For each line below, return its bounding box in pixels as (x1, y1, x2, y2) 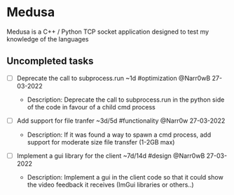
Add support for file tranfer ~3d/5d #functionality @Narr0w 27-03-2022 (16, 116, 226, 125)
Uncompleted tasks (6, 55, 94, 67)
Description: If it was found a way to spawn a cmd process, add (27, 130, 212, 139)
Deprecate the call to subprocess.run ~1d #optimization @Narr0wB (16, 74, 211, 82)
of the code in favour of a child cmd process (27, 102, 156, 111)
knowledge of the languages (6, 34, 89, 43)
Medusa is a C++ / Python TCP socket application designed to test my (6, 27, 209, 36)
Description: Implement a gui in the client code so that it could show (27, 173, 223, 181)
